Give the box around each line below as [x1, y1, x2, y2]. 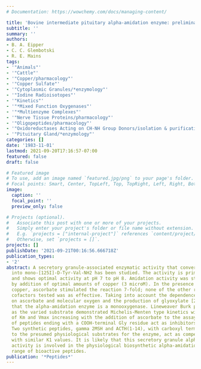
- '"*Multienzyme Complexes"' [6, 109, 82, 115]
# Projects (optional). [6, 214, 66, 220]
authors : [6, 37, 28, 43]
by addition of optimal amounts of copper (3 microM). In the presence [11, 281, 194, 287]
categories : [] [6, 137, 44, 143]
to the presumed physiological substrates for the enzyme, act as [11, 331, 181, 337]
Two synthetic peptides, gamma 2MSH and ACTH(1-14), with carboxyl [11, 326, 184, 332]
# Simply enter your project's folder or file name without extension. [6, 226, 194, 232]
